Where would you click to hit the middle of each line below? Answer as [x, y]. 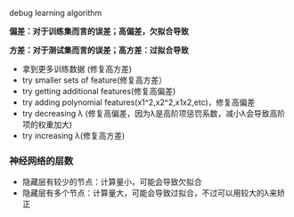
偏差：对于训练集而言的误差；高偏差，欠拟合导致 [99, 31]
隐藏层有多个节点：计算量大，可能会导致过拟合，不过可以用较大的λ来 [150, 193]
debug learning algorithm [56, 13]
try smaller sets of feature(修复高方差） [94, 80]
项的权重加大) [47, 125]
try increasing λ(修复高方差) [73, 136]
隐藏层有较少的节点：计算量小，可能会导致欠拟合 [112, 182]
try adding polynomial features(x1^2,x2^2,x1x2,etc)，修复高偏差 [139, 102]
